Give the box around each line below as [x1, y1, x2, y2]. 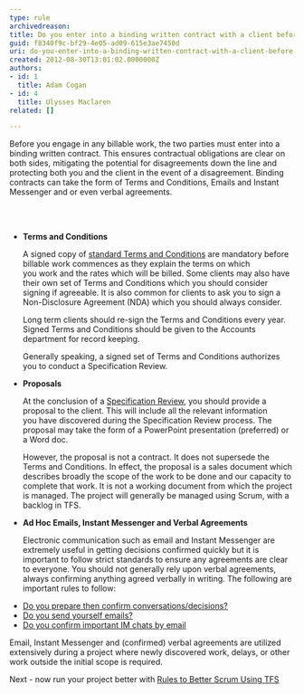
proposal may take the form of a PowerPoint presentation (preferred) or [22, 424, 290, 435]
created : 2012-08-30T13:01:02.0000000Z [9, 55, 160, 64]
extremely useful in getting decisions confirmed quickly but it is [22, 545, 260, 556]
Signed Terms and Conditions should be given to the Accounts [22, 324, 256, 335]
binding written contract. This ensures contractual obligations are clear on [9, 148, 286, 159]
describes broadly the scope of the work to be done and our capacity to [22, 471, 291, 482]
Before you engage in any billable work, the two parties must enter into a [9, 138, 280, 149]
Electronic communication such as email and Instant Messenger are [22, 535, 276, 546]
